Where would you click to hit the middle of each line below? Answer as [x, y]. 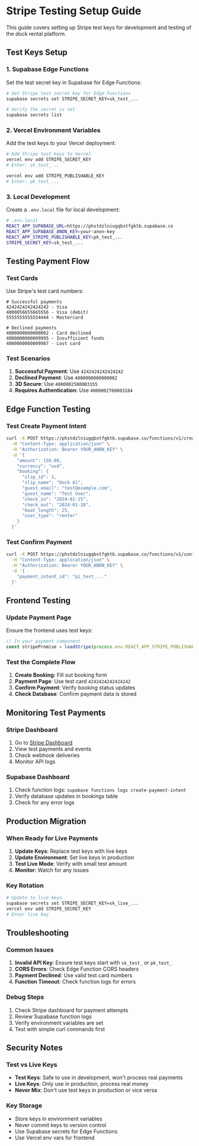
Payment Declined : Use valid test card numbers [73, 975]
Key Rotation [25, 886]
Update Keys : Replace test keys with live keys [71, 851]
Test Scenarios [28, 359]
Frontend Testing [38, 600]
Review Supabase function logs [53, 1016]
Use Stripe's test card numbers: [45, 291]
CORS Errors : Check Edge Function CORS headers [77, 969]
